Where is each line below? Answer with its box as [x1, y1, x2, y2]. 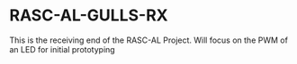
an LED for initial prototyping [9, 44, 115, 54]
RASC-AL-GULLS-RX [9, 5, 168, 26]
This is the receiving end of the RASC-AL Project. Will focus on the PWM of [9, 35, 288, 45]
